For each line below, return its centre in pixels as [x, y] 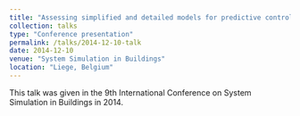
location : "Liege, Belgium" [62, 68]
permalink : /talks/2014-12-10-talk [75, 42]
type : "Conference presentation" [71, 34]
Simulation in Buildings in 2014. [66, 102]
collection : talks [43, 26]
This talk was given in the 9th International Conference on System [130, 92]
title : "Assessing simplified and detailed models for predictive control [151, 17]
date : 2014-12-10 [42, 51]
